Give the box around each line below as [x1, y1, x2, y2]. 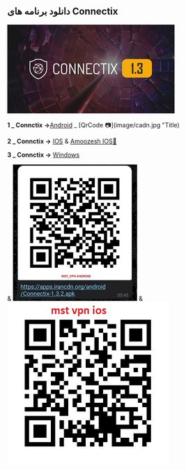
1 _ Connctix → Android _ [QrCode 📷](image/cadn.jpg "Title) [7, 120, 180, 129]
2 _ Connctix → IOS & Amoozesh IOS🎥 [7, 136, 117, 145]
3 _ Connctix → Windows [7, 150, 80, 159]
